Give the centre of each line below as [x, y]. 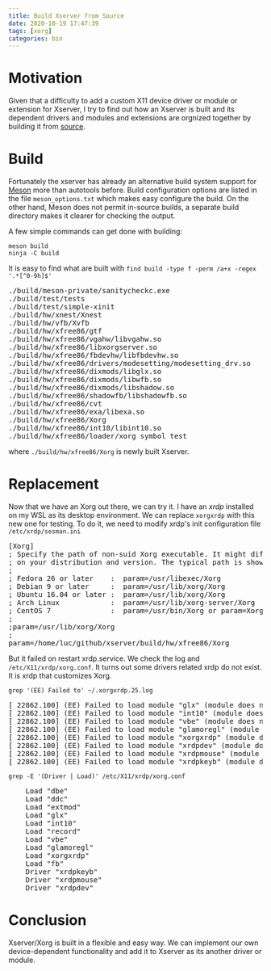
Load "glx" [47, 815]
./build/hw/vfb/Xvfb [49, 323]
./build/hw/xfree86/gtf [55, 331]
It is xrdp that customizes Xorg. [60, 676]
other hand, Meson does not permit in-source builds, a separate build [124, 208]
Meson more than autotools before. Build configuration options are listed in [133, 190]
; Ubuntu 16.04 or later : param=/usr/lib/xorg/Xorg [117, 595]
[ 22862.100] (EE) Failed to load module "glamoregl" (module [134, 729]
